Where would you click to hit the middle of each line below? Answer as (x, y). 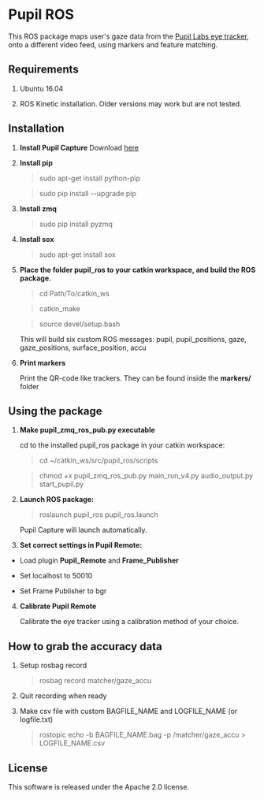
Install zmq (38, 208)
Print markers (43, 362)
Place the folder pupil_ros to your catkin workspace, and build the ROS (138, 269)
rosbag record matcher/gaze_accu (95, 681)
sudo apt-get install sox (78, 255)
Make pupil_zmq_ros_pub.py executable (87, 430)
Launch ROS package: (57, 500)
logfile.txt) (36, 719)
